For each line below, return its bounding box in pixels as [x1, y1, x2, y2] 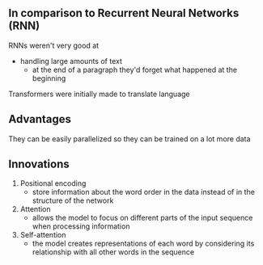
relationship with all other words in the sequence [32, 247, 195, 257]
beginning [32, 73, 66, 83]
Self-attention [19, 230, 66, 240]
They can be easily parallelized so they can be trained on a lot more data [8, 133, 251, 144]
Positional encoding [19, 179, 87, 188]
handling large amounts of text [19, 56, 123, 65]
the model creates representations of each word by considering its [32, 238, 255, 249]
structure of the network [32, 196, 114, 205]
